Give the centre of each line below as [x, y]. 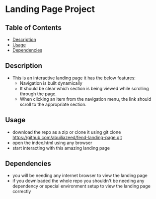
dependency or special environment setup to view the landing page [81, 186]
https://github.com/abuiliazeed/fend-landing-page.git [67, 137]
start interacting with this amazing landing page [61, 148]
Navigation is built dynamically [51, 83]
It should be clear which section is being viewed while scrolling [84, 88]
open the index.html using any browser [52, 143]
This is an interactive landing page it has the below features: [74, 78]
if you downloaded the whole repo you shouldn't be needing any [78, 181]
